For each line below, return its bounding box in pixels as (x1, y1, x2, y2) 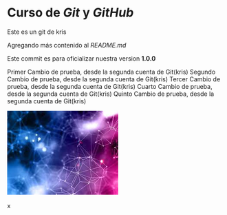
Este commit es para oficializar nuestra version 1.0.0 (7, 54, 156, 63)
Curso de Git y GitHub (7, 5, 134, 21)
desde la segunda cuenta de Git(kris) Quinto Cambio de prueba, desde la (7, 90, 215, 98)
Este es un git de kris (7, 28, 67, 36)
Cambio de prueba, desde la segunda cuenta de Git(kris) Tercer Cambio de (7, 74, 221, 83)
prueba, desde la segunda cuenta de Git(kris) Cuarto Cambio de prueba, (7, 82, 213, 90)
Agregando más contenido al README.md (7, 41, 127, 49)
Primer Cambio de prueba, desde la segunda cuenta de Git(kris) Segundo (7, 68, 216, 76)
